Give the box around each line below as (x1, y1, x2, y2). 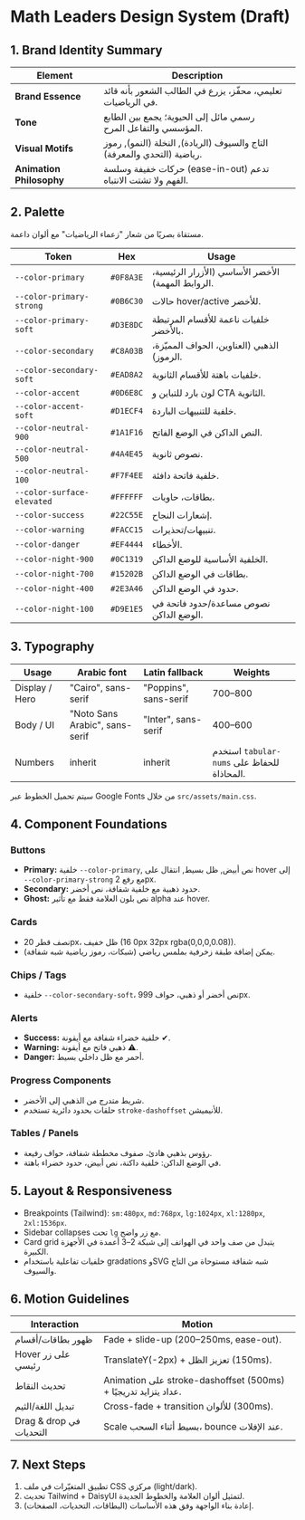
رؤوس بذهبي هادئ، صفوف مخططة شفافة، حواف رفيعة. (23, 1147, 213, 1158)
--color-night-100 (14, 604, 94, 614)
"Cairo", (69, 681, 103, 693)
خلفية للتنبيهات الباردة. (151, 405, 237, 417)
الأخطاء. (151, 538, 183, 550)
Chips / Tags (10, 969, 67, 981)
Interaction (31, 1318, 80, 1331)
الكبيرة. (23, 1246, 49, 1257)
